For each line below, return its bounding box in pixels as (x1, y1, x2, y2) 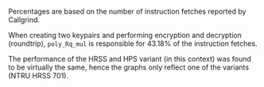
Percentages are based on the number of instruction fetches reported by (8, 7, 247, 16)
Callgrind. (8, 15, 41, 25)
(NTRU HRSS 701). (8, 71, 69, 80)
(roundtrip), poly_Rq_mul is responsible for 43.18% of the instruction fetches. (8, 39, 258, 48)
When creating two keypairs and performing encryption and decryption (8, 31, 243, 40)
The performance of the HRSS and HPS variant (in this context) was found (8, 55, 252, 63)
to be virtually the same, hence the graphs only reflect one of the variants (8, 62, 249, 72)
